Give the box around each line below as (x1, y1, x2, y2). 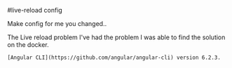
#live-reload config (7, 6, 63, 14)
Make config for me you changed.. (7, 20, 107, 27)
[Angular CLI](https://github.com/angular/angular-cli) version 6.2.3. (7, 54, 221, 61)
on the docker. (7, 41, 49, 48)
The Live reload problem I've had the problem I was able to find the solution (7, 33, 226, 41)
